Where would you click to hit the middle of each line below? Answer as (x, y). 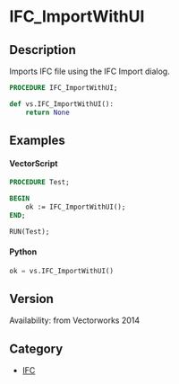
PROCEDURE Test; (39, 183)
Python (23, 252)
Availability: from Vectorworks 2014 (75, 320)
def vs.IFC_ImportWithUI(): (62, 104)
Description (43, 50)
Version (31, 299)
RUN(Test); (30, 231)
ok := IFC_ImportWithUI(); (76, 207)
